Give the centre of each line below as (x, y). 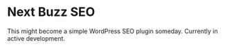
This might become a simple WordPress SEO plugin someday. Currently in (112, 31)
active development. (36, 38)
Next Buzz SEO (51, 12)
